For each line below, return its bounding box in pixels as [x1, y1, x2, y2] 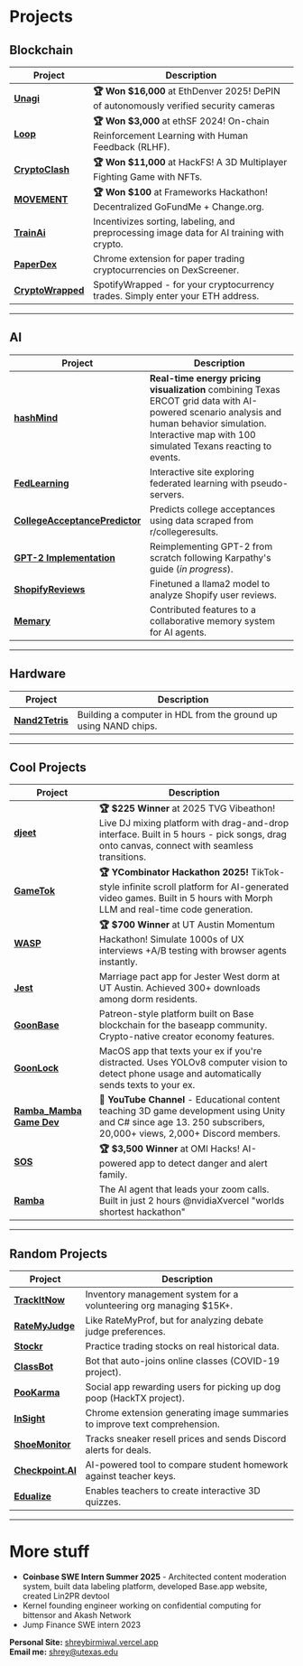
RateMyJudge [14, 1320, 75, 1333]
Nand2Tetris [14, 713, 69, 726]
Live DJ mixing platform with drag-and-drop [98, 817, 289, 830]
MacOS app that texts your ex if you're [98, 1045, 262, 1057]
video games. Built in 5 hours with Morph [98, 892, 273, 905]
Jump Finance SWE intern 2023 [22, 1619, 142, 1631]
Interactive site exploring [150, 465, 255, 478]
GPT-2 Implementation [14, 551, 115, 563]
